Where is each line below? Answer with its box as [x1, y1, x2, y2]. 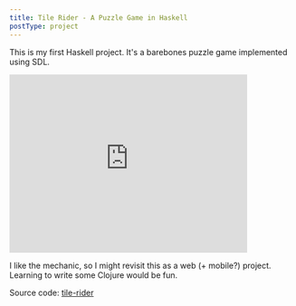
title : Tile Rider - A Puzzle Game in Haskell [9, 13, 188, 23]
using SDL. [9, 56, 50, 67]
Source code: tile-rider [9, 287, 94, 298]
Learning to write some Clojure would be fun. [9, 269, 178, 281]
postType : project [9, 22, 79, 31]
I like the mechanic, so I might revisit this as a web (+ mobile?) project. [9, 260, 272, 271]
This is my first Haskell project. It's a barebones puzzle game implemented [9, 46, 288, 57]
